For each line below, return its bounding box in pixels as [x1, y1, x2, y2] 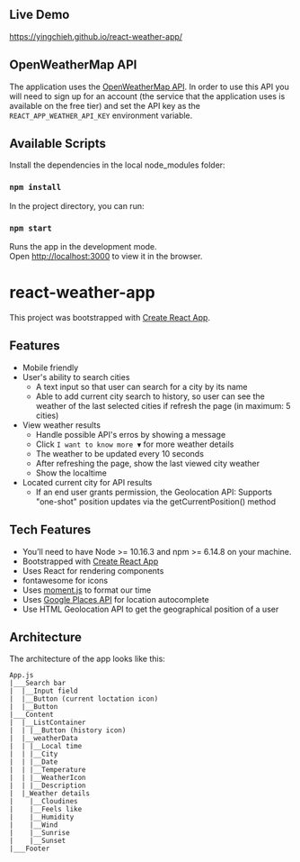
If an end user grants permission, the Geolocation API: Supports [35, 486, 272, 497]
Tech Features [9, 522, 92, 538]
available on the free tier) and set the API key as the [9, 100, 200, 111]
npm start [9, 222, 52, 233]
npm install [9, 182, 62, 193]
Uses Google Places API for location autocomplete [22, 594, 209, 604]
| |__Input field [9, 686, 78, 696]
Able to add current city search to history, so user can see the [35, 391, 265, 402]
